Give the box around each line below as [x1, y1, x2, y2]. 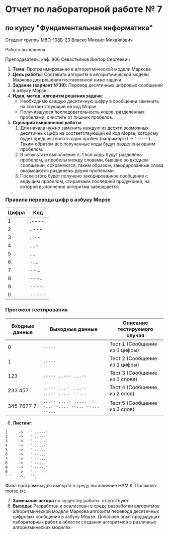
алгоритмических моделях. [12, 524, 72, 530]
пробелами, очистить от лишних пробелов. [20, 114, 114, 120]
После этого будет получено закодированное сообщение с [20, 173, 148, 179]
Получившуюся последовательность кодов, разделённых [20, 109, 145, 115]
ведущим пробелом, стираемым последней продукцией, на [20, 179, 150, 184]
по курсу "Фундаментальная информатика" [5, 24, 153, 32]
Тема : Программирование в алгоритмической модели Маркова [12, 66, 151, 72]
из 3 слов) [109, 406, 135, 413]
